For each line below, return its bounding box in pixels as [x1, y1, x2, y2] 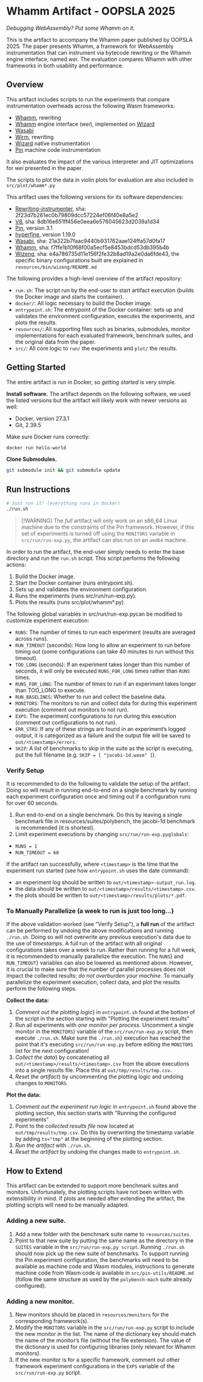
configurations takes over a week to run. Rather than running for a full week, [6, 946, 196, 954]
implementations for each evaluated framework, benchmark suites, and [15, 332, 194, 339]
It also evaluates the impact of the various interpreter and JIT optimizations [6, 158, 194, 165]
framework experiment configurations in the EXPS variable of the [15, 1362, 175, 1370]
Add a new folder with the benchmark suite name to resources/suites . [15, 1230, 191, 1237]
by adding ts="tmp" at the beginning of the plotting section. [15, 1135, 164, 1143]
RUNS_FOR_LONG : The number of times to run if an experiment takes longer [15, 680, 197, 687]
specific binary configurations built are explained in [15, 256, 144, 264]
